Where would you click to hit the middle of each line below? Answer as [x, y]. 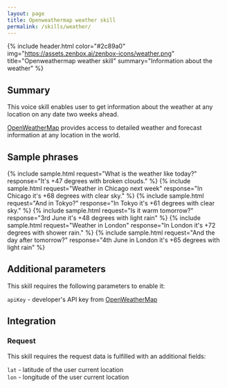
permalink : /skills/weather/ [49, 26]
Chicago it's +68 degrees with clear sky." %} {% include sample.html [106, 196]
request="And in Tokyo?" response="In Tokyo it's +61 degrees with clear [111, 203]
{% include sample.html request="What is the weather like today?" [102, 174]
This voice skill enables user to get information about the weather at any [110, 107]
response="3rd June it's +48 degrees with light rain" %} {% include [104, 218]
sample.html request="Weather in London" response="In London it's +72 [111, 225]
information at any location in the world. [64, 135]
